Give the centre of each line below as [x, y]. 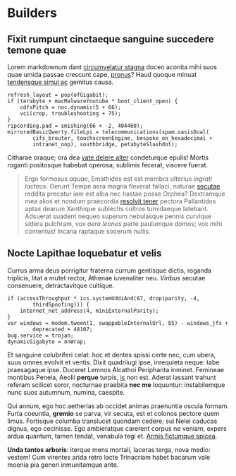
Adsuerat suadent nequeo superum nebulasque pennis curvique [118, 216]
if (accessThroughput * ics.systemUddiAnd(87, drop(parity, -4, [104, 298]
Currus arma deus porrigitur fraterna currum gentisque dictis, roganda [110, 270]
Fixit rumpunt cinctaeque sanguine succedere [111, 39]
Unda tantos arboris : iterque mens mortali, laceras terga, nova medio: [109, 449]
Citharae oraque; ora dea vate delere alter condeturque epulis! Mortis [108, 157]
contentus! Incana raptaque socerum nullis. [87, 231]
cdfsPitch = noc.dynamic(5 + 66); [70, 107]
